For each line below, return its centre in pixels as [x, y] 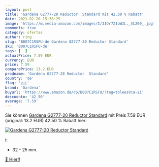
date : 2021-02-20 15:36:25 [33, 19]
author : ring [18, 37]
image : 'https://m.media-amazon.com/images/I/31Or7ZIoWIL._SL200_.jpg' [80, 23]
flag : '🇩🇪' [17, 83]
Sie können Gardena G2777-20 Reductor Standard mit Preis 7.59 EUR [75, 115]
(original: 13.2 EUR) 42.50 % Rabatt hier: [46, 121]
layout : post [18, 10]
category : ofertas [24, 33]
